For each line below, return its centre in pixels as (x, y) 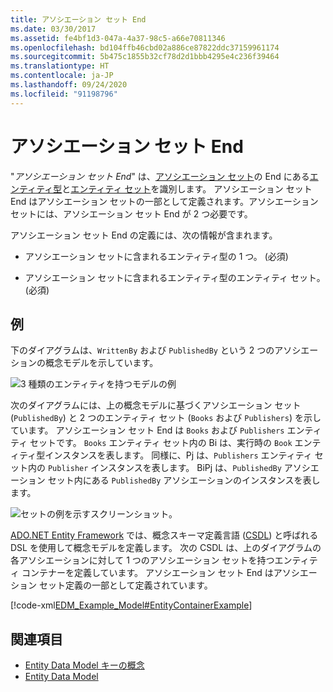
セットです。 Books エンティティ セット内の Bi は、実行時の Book (161, 443)
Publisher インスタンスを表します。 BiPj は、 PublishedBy (164, 468)
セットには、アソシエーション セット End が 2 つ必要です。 (131, 213)
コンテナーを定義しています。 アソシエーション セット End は (147, 573)
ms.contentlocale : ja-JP (62, 76)
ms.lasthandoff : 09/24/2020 (69, 85)
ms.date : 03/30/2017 (53, 29)
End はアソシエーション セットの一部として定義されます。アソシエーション (164, 201)
